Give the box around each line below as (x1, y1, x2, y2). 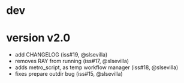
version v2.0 (6, 31, 71, 45)
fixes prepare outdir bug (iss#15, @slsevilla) (14, 70, 123, 78)
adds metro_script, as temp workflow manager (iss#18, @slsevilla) (14, 64, 179, 71)
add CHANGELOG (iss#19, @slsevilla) (14, 51, 108, 58)
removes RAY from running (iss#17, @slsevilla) (14, 58, 129, 65)
